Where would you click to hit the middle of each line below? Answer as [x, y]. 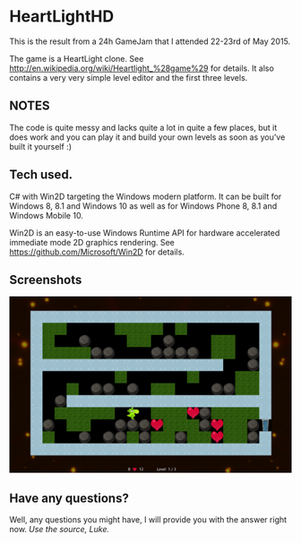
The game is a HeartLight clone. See [77, 58]
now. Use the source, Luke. [60, 530]
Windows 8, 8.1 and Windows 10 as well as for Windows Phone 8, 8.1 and [143, 206]
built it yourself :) [41, 146]
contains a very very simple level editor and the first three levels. [129, 77]
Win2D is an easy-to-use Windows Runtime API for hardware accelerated [145, 233]
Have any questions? [69, 498]
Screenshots [46, 280]
